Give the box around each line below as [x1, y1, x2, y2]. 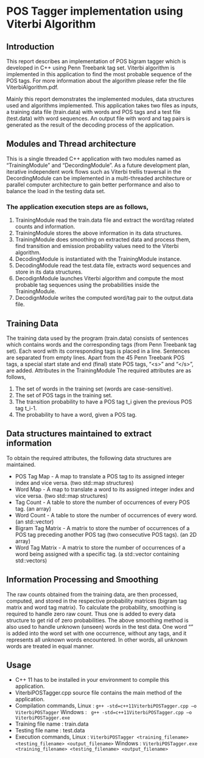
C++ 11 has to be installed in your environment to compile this [15, 676, 169, 684]
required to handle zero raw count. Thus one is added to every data [6, 610, 176, 617]
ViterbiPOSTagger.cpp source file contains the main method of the [15, 689, 183, 696]
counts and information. [15, 223, 76, 230]
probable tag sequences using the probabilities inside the [15, 282, 160, 289]
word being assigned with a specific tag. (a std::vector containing [15, 550, 180, 558]
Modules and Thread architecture [6, 139, 136, 149]
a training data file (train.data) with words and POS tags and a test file [6, 108, 181, 115]
